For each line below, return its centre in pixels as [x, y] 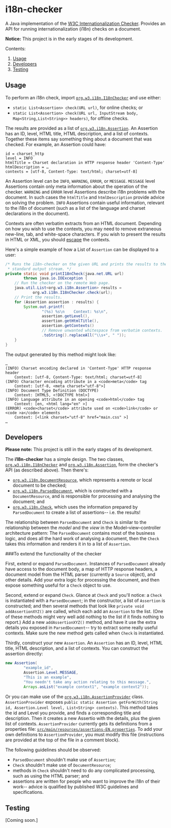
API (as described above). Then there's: [47, 470]
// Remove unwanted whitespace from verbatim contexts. [102, 330]
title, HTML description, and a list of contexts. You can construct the [77, 648]
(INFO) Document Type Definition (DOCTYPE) [52, 391]
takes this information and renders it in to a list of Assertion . [68, 544]
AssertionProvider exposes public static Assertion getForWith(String [81, 702]
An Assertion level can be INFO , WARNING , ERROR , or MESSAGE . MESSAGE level [80, 181]
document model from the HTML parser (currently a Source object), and [80, 574]
